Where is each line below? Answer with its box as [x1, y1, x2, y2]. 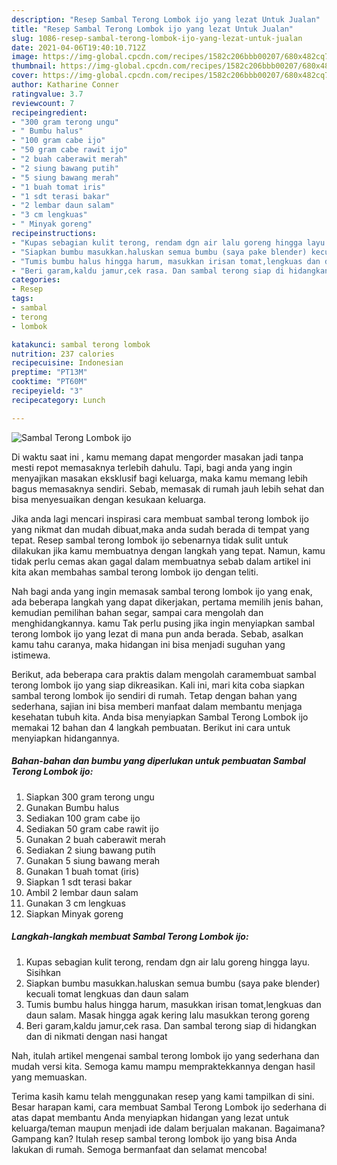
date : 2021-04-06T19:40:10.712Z [11, 42, 146, 53]
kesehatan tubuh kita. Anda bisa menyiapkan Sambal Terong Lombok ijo [11, 711, 309, 723]
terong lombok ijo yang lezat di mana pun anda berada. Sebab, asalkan [11, 627, 304, 640]
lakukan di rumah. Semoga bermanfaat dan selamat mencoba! [11, 1143, 268, 1155]
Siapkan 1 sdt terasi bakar [25, 876, 133, 888]
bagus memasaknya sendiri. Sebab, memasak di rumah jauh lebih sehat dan [11, 482, 325, 495]
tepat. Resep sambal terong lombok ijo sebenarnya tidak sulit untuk [11, 534, 289, 546]
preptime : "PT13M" [11, 367, 88, 378]
